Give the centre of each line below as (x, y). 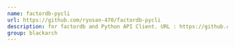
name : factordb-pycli (39, 13)
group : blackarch (33, 33)
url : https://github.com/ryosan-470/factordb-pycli (84, 20)
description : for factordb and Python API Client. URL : (92, 26)
